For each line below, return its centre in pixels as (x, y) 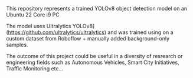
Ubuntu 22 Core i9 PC (33, 15)
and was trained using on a (140, 32)
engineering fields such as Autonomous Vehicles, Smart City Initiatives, (93, 62)
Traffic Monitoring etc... (35, 69)
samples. (17, 45)
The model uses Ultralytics (39, 26)
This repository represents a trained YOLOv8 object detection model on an (97, 9)
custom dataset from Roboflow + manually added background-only (88, 38)
